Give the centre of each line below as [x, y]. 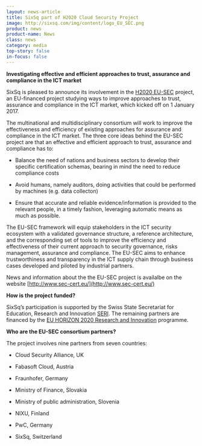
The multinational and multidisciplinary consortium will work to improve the [99, 123]
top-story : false [28, 51]
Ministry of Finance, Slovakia [51, 390]
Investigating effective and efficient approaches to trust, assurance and [98, 74]
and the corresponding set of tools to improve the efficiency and [86, 240]
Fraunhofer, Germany [41, 378]
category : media [27, 46]
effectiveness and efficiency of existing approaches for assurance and [94, 129]
